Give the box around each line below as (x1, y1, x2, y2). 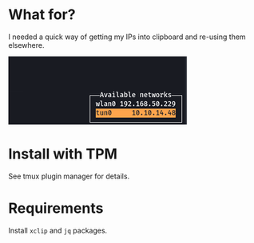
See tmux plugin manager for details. (8, 171, 130, 181)
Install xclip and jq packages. (8, 225, 108, 235)
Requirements (8, 199, 104, 218)
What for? (8, 6, 76, 24)
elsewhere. (8, 40, 45, 49)
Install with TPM (8, 145, 118, 163)
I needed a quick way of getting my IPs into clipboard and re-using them (8, 32, 246, 41)
